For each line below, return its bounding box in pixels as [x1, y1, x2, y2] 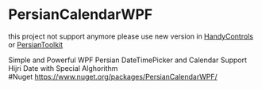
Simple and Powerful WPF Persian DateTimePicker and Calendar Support [8, 55, 248, 65]
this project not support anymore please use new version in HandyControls [8, 32, 254, 41]
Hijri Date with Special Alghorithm [8, 63, 118, 72]
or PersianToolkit [8, 39, 64, 49]
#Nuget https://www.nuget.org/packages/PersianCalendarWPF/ [8, 72, 218, 81]
